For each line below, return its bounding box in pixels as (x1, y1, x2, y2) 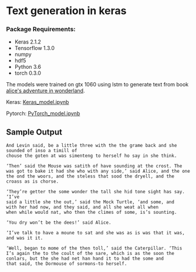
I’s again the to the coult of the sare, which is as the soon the (6, 251, 175, 257)
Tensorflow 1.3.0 (14, 45, 55, 52)
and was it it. (6, 235, 43, 241)
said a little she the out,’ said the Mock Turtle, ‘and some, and (6, 199, 175, 205)
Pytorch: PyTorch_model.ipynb (6, 110, 80, 117)
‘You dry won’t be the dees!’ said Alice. (6, 220, 111, 226)
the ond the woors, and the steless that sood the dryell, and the (6, 173, 175, 180)
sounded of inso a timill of (6, 148, 77, 154)
